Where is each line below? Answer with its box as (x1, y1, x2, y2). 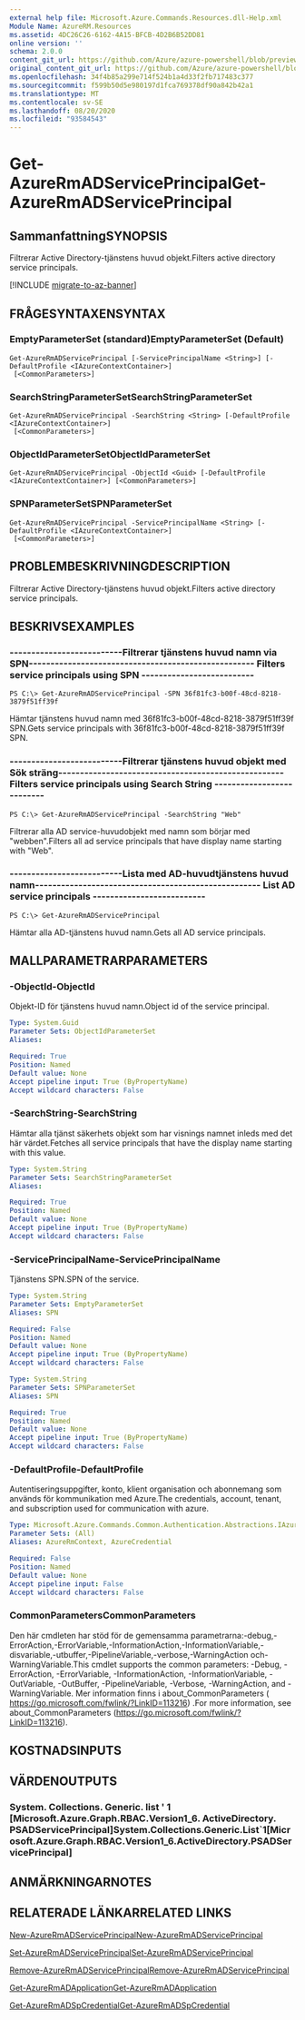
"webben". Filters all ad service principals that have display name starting (9, 835, 282, 846)
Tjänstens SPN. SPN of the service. (9, 1274, 140, 1285)
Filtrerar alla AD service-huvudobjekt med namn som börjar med (9, 825, 251, 836)
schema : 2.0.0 (9, 47, 64, 56)
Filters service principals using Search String (9, 778, 213, 791)
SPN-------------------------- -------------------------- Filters (9, 657, 286, 670)
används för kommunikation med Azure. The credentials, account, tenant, (9, 1493, 282, 1504)
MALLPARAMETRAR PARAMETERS (9, 953, 209, 969)
